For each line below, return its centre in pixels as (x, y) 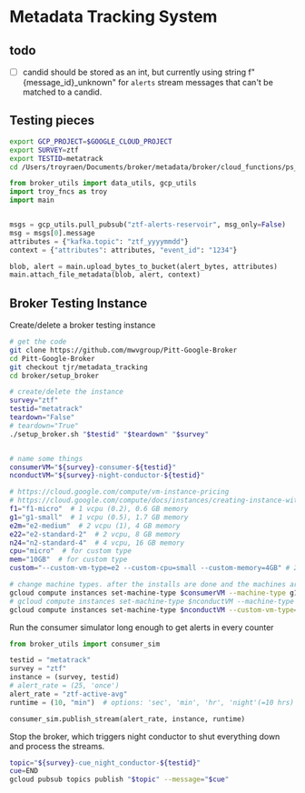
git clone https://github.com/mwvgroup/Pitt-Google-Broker (123, 350)
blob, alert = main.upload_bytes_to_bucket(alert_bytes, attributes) (144, 266)
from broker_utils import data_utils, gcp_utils (103, 184)
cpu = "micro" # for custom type (70, 551)
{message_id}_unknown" (69, 83)
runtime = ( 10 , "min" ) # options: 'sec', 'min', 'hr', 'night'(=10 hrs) (152, 702)
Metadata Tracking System (113, 17)
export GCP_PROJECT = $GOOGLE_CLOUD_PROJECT (91, 141)
